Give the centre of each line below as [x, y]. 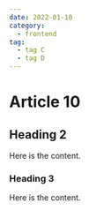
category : [27, 26]
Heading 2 [38, 135]
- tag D [31, 58]
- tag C [31, 50]
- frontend [37, 34]
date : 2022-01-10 [41, 17]
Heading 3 [32, 178]
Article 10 [45, 102]
